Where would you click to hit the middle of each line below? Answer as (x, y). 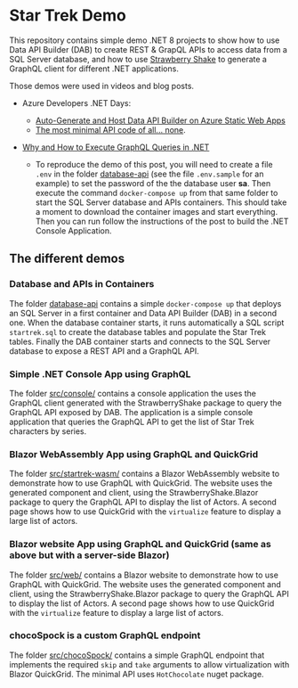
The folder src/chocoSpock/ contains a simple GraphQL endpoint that (137, 655)
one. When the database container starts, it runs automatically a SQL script (147, 323)
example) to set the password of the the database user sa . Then (153, 183)
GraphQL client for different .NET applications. (94, 69)
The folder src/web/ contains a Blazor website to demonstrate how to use (144, 575)
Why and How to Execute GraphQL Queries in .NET (116, 147)
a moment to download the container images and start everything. (157, 211)
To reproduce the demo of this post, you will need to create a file (154, 164)
